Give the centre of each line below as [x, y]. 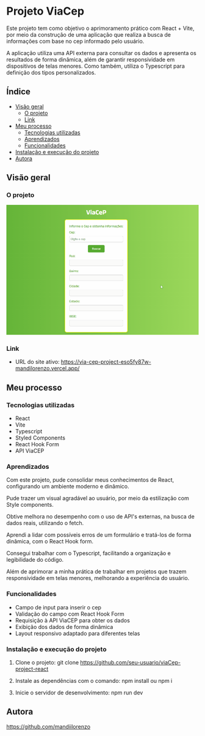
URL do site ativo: [37, 362]
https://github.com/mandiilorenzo [48, 726]
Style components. [30, 505]
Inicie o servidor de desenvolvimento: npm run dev [79, 693]
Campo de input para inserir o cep [58, 607]
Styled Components [40, 438]
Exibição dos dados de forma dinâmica [64, 627]
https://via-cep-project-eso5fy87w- [106, 362]
